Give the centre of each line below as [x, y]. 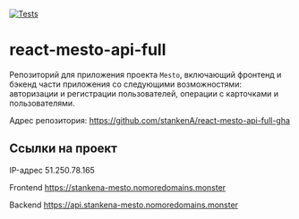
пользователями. [42, 103]
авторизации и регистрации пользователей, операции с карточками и [144, 93]
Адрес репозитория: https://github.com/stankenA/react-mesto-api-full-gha [150, 120]
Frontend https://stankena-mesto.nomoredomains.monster [118, 187]
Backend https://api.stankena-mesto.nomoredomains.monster [124, 205]
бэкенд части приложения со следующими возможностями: [125, 84]
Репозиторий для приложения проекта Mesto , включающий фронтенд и [145, 74]
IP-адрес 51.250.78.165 [52, 170]
